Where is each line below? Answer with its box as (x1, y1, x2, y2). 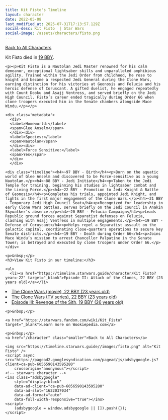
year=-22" (5, 275, 26, 280)
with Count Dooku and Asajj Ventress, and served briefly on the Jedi (5, 91, 156, 96)
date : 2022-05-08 (5, 17, 42, 22)
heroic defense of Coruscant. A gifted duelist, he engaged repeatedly (5, 86, 158, 91)
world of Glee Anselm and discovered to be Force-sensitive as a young (5, 174, 158, 179)
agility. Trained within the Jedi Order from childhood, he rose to (5, 73, 152, 78)
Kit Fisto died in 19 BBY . (5, 54, 54, 60)
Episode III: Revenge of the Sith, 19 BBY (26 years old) (12, 299, 124, 305)
